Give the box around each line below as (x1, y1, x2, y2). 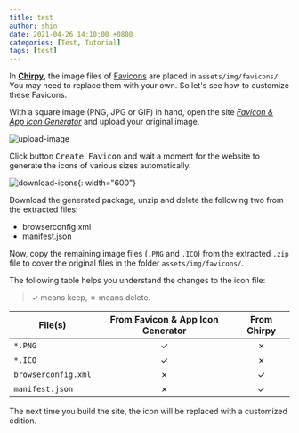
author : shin (9, 21, 58, 30)
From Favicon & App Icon (109, 314, 219, 326)
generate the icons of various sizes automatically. (9, 160, 191, 171)
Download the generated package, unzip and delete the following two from (9, 195, 285, 206)
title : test (9, 12, 53, 22)
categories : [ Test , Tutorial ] (9, 37, 122, 47)
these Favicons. (9, 90, 68, 101)
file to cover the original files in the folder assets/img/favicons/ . (9, 257, 245, 268)
